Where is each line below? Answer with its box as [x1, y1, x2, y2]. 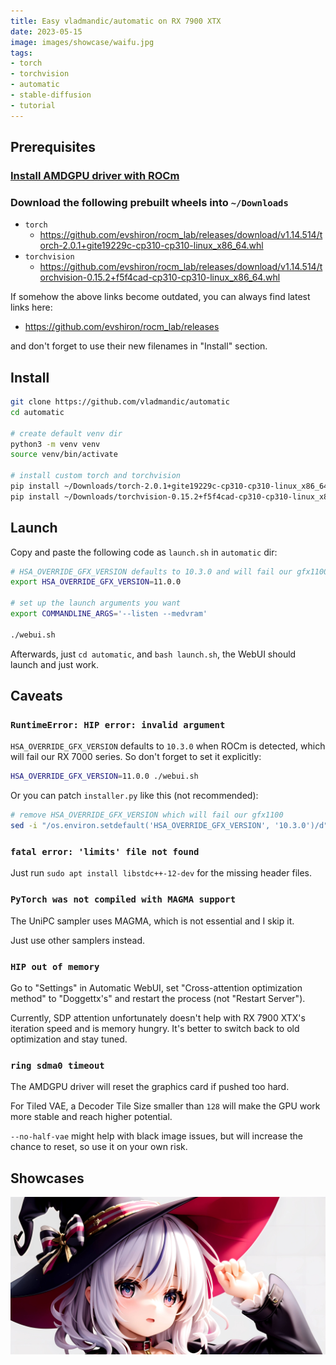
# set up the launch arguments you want [10, 598, 182, 609]
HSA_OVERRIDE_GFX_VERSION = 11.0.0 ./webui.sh [10, 771, 199, 782]
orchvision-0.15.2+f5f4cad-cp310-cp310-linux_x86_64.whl [39, 271, 281, 284]
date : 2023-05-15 [10, 26, 83, 37]
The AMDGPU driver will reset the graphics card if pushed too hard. [10, 1081, 290, 1093]
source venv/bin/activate [10, 450, 118, 460]
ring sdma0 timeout [10, 1060, 105, 1071]
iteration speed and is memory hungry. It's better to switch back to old [10, 1022, 300, 1034]
